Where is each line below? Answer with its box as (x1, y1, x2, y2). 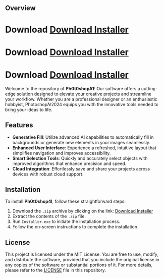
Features (5, 121, 33, 129)
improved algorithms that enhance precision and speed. (12, 161, 127, 167)
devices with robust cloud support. (12, 171, 84, 177)
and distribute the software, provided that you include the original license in (5, 257, 160, 263)
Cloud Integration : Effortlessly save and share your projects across (12, 166, 150, 171)
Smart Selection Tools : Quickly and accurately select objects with (12, 155, 148, 161)
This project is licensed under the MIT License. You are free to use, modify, (5, 251, 159, 257)
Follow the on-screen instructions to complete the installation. (12, 224, 139, 230)
